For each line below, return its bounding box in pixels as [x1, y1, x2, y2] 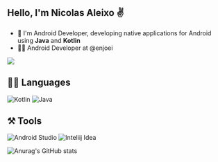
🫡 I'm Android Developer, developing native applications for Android [17, 28, 212, 37]
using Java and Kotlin [17, 36, 81, 44]
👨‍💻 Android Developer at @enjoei [17, 44, 113, 52]
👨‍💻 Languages [7, 77, 71, 89]
